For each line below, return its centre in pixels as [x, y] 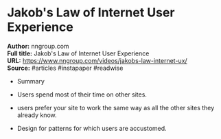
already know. [37, 115]
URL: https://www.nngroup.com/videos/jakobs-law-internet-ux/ [97, 60]
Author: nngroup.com [38, 46]
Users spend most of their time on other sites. [82, 94]
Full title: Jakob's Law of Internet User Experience [78, 53]
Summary [31, 81]
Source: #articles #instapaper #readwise [65, 68]
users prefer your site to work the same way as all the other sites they [116, 108]
